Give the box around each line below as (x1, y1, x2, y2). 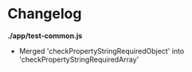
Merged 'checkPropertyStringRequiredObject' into (18, 46, 185, 55)
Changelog (7, 5, 82, 23)
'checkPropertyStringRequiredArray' (18, 55, 139, 64)
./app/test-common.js (7, 31, 83, 40)
